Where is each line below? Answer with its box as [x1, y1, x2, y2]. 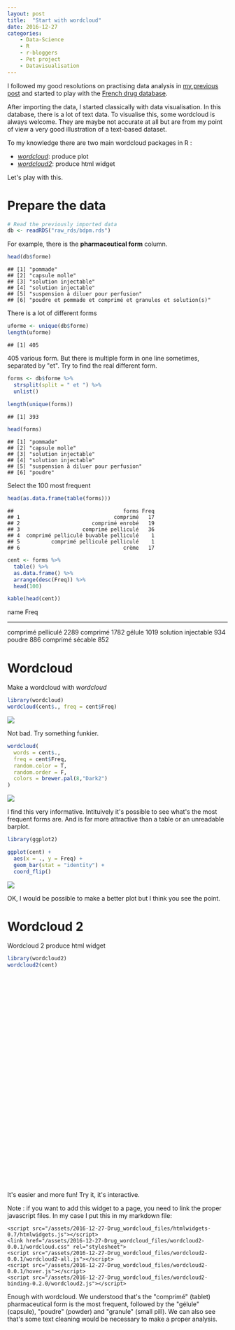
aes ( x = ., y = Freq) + [13, 855, 83, 862]
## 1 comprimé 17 [7, 514, 155, 521]
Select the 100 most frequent [7, 481, 91, 490]
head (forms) [7, 426, 42, 433]
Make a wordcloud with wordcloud [7, 684, 107, 692]
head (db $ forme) [7, 254, 52, 261]
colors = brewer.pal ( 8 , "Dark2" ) [13, 775, 108, 782]
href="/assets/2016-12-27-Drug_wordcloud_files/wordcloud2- [25, 1238, 205, 1245]
